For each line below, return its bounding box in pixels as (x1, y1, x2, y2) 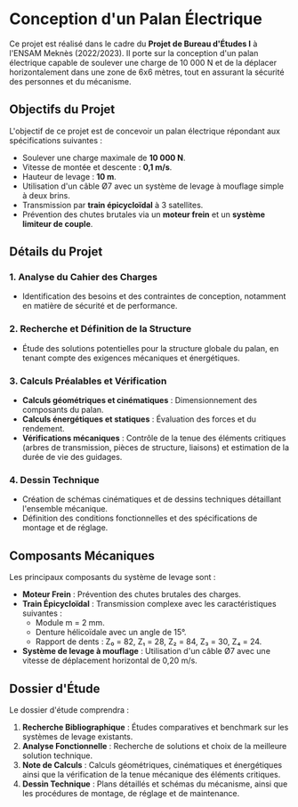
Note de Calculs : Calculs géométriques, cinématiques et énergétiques (21, 759, 283, 770)
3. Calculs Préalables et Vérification (9, 375, 167, 387)
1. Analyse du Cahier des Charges (9, 271, 158, 284)
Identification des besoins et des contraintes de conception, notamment (21, 291, 286, 302)
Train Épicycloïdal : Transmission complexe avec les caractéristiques (21, 599, 278, 609)
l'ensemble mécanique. (21, 504, 109, 514)
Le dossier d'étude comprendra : (9, 704, 130, 715)
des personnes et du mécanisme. (9, 76, 132, 86)
